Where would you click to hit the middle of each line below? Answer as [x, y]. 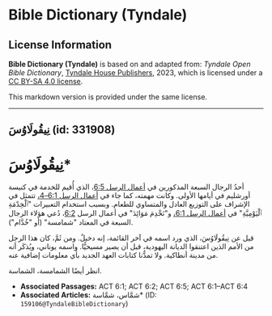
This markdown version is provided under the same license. [108, 97]
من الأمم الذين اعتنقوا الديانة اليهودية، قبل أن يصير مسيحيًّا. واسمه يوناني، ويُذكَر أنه [131, 246]
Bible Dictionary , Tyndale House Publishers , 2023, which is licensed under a [136, 73]
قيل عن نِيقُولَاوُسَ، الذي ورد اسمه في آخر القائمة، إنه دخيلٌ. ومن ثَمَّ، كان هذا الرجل [131, 238]
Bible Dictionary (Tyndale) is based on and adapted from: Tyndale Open [130, 64]
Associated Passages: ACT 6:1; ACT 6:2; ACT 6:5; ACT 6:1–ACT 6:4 [134, 287]
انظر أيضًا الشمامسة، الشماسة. [55, 271]
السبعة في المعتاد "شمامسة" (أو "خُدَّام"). [71, 222]
